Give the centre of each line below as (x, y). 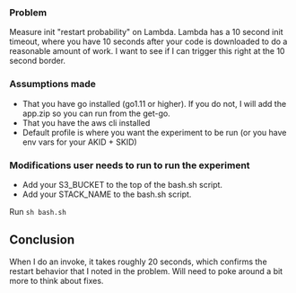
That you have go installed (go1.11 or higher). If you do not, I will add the (154, 103)
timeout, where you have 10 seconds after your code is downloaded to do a (148, 41)
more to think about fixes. (57, 280)
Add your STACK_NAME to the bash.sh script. (107, 194)
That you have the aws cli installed (86, 122)
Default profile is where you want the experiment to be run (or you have (154, 132)
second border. (37, 61)
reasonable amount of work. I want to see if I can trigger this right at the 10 (147, 51)
